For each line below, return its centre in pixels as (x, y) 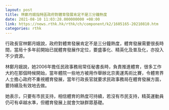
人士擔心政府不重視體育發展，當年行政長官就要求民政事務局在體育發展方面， (84, 79)
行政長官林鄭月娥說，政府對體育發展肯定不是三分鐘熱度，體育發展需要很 (80, 44)
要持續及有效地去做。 (27, 85)
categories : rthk (23, 29)
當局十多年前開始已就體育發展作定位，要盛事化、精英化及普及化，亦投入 (89, 50)
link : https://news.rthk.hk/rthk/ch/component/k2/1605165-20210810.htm (82, 24)
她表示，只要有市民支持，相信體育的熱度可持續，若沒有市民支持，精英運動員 (84, 96)
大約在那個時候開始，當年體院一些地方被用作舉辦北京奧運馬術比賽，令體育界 (84, 73)
